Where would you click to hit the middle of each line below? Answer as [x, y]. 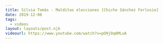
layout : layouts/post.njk [33, 29]
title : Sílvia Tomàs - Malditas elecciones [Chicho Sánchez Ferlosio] [82, 10]
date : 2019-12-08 [24, 15]
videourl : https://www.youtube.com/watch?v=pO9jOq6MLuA [66, 33]
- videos [19, 24]
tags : [11, 19]
